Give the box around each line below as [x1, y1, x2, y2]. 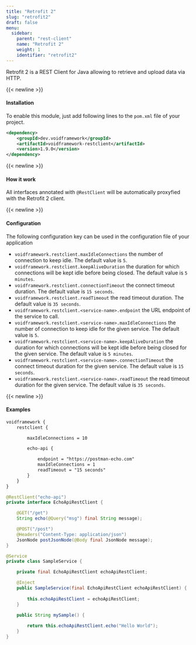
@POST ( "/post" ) [16, 526, 54, 532]
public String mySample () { [16, 612, 85, 618]
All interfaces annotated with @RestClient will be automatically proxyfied [6, 189, 180, 196]
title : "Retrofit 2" [6, 8, 57, 15]
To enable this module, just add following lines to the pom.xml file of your [6, 112, 180, 119]
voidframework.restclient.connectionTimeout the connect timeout [14, 281, 175, 288]
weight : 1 [16, 47, 41, 53]
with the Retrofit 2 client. [6, 195, 66, 202]
